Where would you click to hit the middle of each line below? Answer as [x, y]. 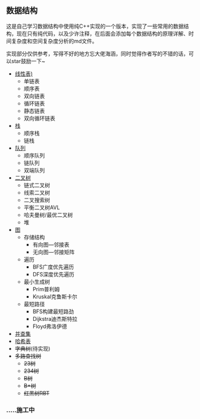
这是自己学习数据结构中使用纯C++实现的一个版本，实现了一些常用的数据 [95, 26]
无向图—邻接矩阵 [54, 252]
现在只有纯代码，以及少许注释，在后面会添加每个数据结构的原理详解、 [102, 33]
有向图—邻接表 [51, 244]
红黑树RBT [37, 393]
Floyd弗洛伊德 [50, 326]
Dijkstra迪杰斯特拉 [55, 319]
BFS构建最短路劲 [53, 311]
